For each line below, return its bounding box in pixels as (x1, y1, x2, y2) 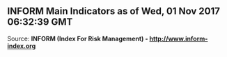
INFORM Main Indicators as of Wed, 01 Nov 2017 (7, 5, 221, 17)
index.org (7, 41, 36, 50)
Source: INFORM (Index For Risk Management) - (7, 34, 148, 43)
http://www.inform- (149, 34, 208, 43)
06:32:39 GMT (7, 16, 73, 28)
